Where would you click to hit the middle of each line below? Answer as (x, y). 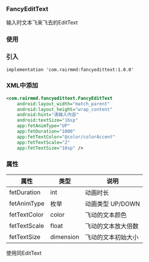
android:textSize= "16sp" (47, 121)
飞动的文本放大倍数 (112, 226)
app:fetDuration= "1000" (46, 132)
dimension (65, 236)
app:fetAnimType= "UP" (43, 126)
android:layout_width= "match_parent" (64, 104)
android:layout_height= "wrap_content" (65, 109)
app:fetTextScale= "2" (43, 142)
